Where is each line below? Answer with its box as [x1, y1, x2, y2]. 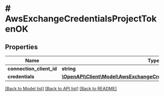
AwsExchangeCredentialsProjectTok [5, 13, 157, 24]
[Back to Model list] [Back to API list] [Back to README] [5, 86, 117, 91]
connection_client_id [7, 65, 57, 72]
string [61, 65, 76, 72]
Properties [5, 43, 38, 51]
